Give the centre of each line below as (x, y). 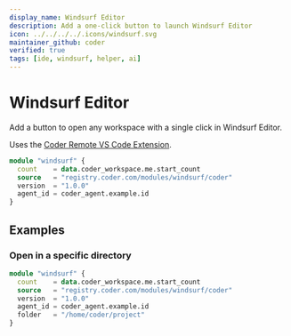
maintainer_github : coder (57, 42)
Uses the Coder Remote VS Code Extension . (90, 144)
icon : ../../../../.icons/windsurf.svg (83, 34)
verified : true (37, 51)
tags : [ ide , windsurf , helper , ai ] (75, 59)
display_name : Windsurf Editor (67, 17)
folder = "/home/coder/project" (81, 315)
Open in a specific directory (70, 255)
